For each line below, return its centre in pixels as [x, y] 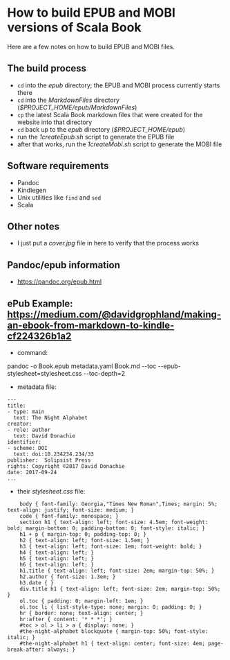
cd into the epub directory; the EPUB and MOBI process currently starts [118, 85]
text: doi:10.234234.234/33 [54, 454]
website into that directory [55, 122]
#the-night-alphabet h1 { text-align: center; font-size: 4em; [113, 643]
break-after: [26, 650]
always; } [61, 650]
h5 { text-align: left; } [57, 559]
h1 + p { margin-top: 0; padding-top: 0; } [83, 535]
